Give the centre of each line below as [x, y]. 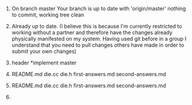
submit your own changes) [44, 51]
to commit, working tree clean [48, 15]
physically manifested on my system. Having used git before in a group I [99, 39]
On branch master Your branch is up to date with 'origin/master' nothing [99, 9]
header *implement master [44, 63]
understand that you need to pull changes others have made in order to [98, 45]
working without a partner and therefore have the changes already [92, 32]
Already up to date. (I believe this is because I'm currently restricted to [97, 26]
